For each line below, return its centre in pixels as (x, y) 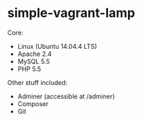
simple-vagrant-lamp (71, 13)
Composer (33, 103)
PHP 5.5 (29, 69)
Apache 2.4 (35, 54)
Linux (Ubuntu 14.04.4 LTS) (57, 46)
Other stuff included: (37, 82)
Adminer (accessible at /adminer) (66, 96)
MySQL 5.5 (34, 61)
